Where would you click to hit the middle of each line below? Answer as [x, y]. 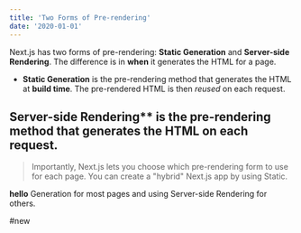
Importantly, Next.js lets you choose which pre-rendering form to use [160, 167]
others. [23, 203]
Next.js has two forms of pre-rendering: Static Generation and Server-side [150, 51]
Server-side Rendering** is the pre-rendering [141, 117]
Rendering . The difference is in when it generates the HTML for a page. [143, 61]
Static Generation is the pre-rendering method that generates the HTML [157, 79]
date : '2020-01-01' [46, 26]
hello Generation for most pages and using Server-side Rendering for [138, 194]
